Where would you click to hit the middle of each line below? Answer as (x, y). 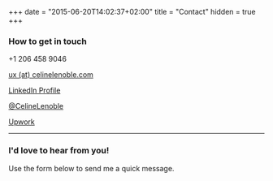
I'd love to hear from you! (59, 151)
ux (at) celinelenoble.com (51, 75)
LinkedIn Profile (35, 90)
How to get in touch (48, 41)
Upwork (22, 122)
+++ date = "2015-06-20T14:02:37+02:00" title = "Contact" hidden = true (132, 12)
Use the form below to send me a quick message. (91, 168)
